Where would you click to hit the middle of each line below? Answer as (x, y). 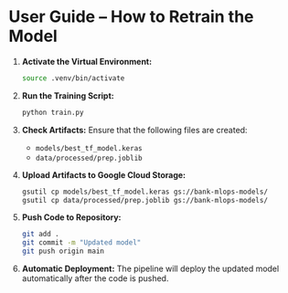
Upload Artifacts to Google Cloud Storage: (104, 174)
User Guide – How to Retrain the (131, 17)
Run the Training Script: (68, 95)
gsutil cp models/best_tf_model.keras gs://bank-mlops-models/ (145, 192)
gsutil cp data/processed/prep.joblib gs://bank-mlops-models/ (145, 200)
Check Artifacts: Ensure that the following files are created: (134, 130)
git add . (41, 235)
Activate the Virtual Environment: (87, 61)
